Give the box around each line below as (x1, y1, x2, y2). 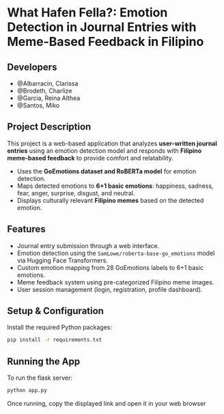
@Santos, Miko (16, 101, 60, 109)
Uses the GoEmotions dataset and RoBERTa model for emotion (16, 167, 197, 175)
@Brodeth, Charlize (16, 87, 72, 95)
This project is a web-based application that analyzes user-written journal (7, 139, 217, 147)
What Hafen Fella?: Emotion (7, 5, 168, 21)
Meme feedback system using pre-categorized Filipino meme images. (16, 278, 214, 286)
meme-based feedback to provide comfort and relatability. (7, 154, 174, 162)
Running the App (7, 355, 81, 367)
